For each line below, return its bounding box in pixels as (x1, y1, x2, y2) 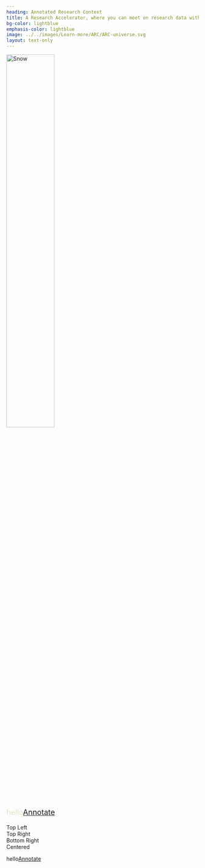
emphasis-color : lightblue (6, 26, 75, 32)
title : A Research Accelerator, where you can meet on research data (6, 15, 187, 21)
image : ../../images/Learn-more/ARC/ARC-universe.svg (6, 32, 146, 38)
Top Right (6, 830, 31, 838)
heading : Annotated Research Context (6, 9, 103, 15)
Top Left (6, 824, 27, 831)
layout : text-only (6, 37, 53, 43)
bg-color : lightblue (6, 20, 59, 26)
